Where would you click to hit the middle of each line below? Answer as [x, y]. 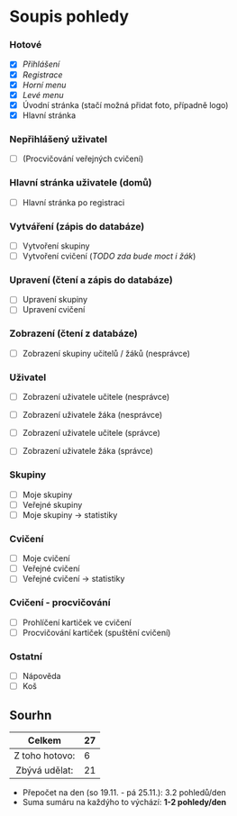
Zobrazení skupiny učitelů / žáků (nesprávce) [106, 353]
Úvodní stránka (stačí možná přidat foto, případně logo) [125, 104]
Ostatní [26, 657]
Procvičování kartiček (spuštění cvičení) [96, 632]
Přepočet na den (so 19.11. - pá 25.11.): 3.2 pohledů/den [124, 792]
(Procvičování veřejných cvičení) [83, 159]
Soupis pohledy [69, 17]
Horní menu [44, 85]
